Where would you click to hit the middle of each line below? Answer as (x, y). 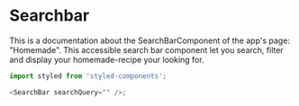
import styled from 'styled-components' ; (88, 76)
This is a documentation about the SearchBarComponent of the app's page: (150, 40)
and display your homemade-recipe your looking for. (107, 59)
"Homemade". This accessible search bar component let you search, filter (146, 49)
